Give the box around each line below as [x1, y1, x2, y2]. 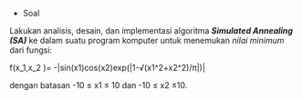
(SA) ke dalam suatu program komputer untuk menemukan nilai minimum [9, 35, 285, 45]
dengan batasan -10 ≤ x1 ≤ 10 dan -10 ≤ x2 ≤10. [9, 80, 188, 90]
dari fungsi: [9, 45, 53, 55]
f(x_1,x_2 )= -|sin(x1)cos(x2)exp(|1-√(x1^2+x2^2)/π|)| [9, 63, 205, 73]
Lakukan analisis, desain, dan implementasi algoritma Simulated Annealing [9, 25, 294, 35]
